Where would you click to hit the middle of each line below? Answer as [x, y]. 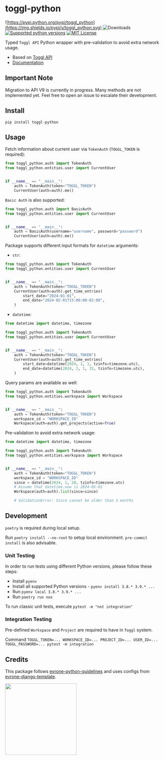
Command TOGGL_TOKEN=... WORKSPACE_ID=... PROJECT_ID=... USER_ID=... [82, 640]
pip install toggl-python [32, 122]
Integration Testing [28, 620]
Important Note [29, 78]
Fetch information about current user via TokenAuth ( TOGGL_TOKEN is [72, 149]
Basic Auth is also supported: [35, 200]
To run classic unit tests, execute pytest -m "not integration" [69, 607]
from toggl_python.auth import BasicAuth [48, 209]
